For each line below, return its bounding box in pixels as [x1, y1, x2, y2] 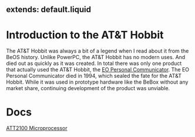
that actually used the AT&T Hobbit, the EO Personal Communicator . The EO [6, 66, 190, 73]
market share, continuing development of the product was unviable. [6, 85, 170, 92]
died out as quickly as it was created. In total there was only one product [6, 60, 182, 67]
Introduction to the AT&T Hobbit [6, 28, 164, 42]
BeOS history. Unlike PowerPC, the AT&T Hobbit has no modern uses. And [6, 54, 186, 61]
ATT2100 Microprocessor [6, 125, 68, 132]
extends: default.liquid [6, 5, 91, 15]
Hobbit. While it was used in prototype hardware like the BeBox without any [6, 78, 189, 85]
